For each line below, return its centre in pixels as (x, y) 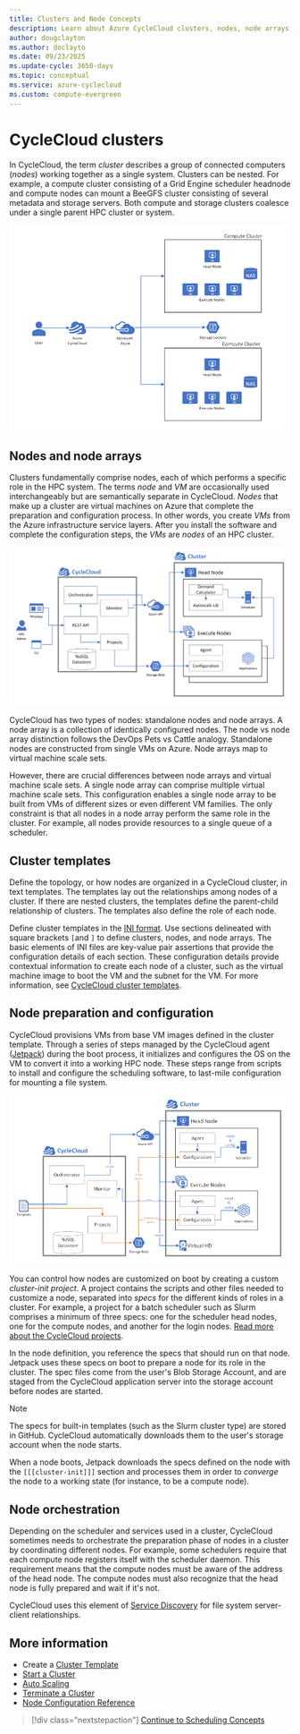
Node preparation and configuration (112, 1013)
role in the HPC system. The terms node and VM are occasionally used (139, 487)
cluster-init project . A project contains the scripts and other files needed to (146, 1288)
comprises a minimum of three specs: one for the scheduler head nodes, (143, 1317)
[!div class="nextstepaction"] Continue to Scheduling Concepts (148, 1720)
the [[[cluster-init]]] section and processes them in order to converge (144, 1472)
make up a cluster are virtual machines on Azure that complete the (132, 506)
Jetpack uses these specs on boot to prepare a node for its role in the (137, 1363)
